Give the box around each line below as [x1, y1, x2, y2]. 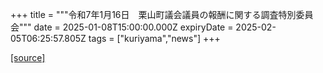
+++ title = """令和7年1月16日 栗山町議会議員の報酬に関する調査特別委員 [10, 9, 314, 20]
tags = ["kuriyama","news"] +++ [88, 33, 221, 44]
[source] [10, 52, 46, 63]
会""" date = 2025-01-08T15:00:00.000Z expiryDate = [10, 21, 234, 33]
